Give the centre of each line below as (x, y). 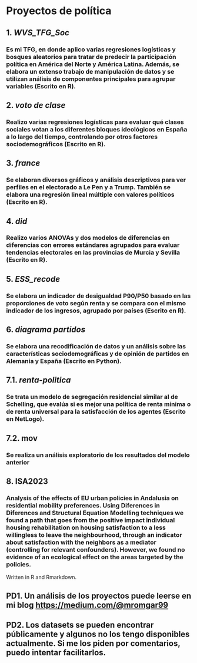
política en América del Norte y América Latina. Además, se (93, 64)
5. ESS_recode (33, 279)
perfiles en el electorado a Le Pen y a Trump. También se (88, 187)
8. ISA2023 (27, 481)
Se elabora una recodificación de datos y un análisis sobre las (96, 347)
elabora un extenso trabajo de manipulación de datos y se (90, 71)
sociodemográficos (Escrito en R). (56, 144)
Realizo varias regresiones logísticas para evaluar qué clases (95, 122)
